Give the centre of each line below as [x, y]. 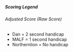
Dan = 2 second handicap [38, 34]
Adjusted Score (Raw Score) [34, 19]
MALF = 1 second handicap [39, 39]
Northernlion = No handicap [40, 44]
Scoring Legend [21, 7]
